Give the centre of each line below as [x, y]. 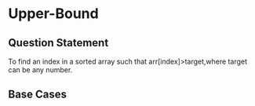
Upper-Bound [54, 14]
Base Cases [38, 95]
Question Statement [58, 43]
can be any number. [40, 70]
